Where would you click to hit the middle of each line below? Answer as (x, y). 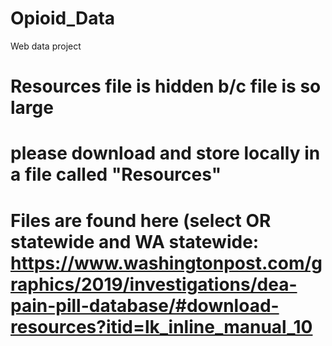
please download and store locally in (165, 153)
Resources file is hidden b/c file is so (166, 86)
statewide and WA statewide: (135, 241)
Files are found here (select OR (141, 220)
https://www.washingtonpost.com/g (166, 263)
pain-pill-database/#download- (145, 305)
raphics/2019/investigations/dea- (154, 284)
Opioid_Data (63, 18)
